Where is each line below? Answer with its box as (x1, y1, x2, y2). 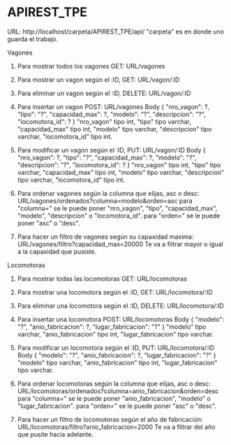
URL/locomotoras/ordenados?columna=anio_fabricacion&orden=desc (17, 386, 219, 395)
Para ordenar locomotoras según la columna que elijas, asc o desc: (17, 379, 211, 388)
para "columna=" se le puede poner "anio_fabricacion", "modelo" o (17, 394, 211, 402)
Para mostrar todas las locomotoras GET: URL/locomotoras (17, 274, 187, 283)
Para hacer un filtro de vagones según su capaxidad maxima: (17, 232, 194, 241)
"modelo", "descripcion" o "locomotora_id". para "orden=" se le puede (17, 211, 221, 220)
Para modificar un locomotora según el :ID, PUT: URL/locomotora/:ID (17, 344, 215, 352)
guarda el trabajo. (7, 34, 58, 43)
